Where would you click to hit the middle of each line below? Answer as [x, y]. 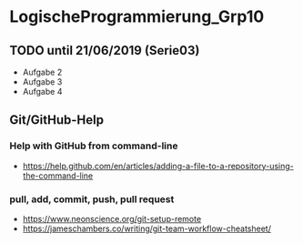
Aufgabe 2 [42, 72]
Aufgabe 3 [42, 82]
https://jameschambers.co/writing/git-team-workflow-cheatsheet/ [146, 228]
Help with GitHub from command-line [94, 146]
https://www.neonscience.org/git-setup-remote [112, 218]
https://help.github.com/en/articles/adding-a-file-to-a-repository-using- [158, 166]
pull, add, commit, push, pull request [92, 199]
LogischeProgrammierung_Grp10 [137, 17]
